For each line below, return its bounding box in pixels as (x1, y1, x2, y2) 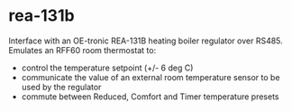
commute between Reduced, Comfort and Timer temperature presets (21, 91, 279, 102)
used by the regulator (21, 81, 102, 92)
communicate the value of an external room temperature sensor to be (21, 71, 280, 82)
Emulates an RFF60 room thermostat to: (8, 44, 157, 55)
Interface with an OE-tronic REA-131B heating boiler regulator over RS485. (8, 35, 283, 46)
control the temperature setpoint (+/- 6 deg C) (21, 62, 194, 73)
